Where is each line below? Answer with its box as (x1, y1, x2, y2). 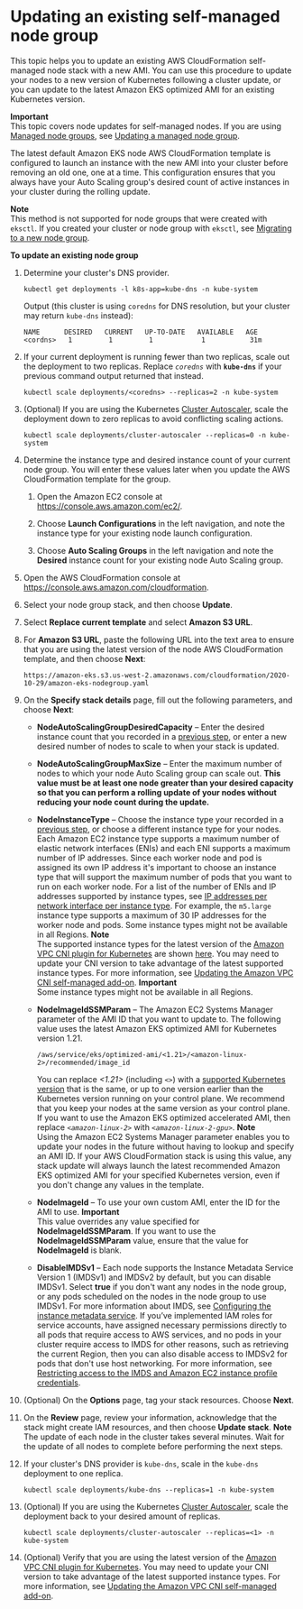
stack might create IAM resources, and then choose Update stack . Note (23, 1421, 292, 1432)
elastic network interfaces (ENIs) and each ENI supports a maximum (36, 842, 291, 853)
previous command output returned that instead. (23, 370, 204, 381)
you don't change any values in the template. (36, 1179, 205, 1190)
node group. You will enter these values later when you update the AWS (23, 464, 290, 474)
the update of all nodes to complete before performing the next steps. (23, 1440, 283, 1451)
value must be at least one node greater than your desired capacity (36, 777, 294, 788)
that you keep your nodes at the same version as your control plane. (36, 1102, 290, 1113)
